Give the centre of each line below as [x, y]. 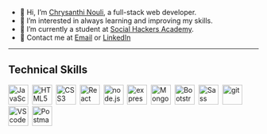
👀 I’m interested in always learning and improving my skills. [116, 21]
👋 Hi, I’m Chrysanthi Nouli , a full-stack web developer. [108, 12]
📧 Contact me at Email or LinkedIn [75, 37]
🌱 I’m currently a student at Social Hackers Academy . [107, 29]
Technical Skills [48, 70]
